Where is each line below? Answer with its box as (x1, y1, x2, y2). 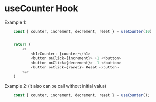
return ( (13, 42, 31, 47)
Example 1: (4, 19, 26, 25)
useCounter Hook (4, 3, 78, 14)
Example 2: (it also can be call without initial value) (4, 83, 106, 89)
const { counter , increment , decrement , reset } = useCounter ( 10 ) (13, 29, 152, 34)
